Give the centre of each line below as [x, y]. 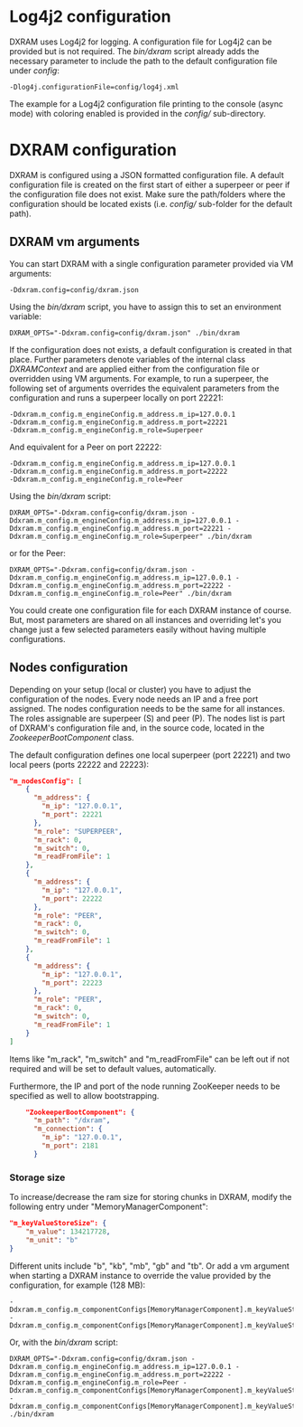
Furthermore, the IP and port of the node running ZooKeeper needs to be [145, 1086]
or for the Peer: [37, 553]
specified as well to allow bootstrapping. [84, 1095]
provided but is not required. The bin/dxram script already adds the [134, 51]
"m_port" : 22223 [72, 983]
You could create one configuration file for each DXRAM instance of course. [151, 610]
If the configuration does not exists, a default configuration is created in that [151, 349]
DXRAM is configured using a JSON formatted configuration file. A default [147, 175]
